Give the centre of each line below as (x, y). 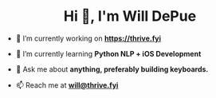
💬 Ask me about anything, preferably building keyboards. (112, 69)
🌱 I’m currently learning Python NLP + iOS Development (108, 53)
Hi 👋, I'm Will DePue (130, 16)
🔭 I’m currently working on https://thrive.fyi (88, 38)
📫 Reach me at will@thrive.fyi (67, 85)
